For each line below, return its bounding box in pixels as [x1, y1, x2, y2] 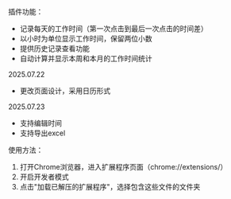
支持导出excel [19, 128, 66, 138]
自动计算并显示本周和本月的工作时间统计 [19, 54, 152, 63]
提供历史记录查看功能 [19, 44, 90, 53]
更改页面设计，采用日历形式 [19, 86, 111, 96]
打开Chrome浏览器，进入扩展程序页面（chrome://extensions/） [19, 162, 228, 171]
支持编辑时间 [19, 119, 62, 127]
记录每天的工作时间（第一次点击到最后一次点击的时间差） [19, 24, 208, 33]
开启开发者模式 [19, 172, 69, 181]
